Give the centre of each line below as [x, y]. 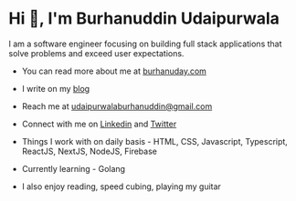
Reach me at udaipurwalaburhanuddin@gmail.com [117, 106]
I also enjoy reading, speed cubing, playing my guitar [121, 186]
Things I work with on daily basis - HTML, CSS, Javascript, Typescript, [155, 141]
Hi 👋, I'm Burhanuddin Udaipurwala [144, 19]
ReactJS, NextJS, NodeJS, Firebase [89, 151]
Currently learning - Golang [73, 168]
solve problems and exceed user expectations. [96, 53]
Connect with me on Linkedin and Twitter [99, 124]
